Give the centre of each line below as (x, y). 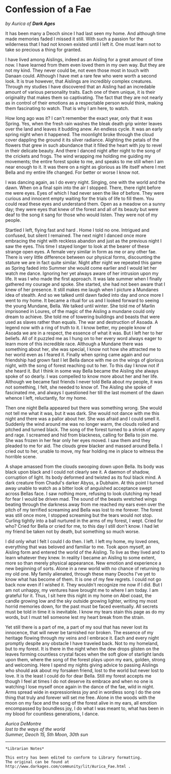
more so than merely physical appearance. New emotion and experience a (83, 563)
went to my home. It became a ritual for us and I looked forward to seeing (82, 300)
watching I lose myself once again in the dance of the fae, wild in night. (80, 686)
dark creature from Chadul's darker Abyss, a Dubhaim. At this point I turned (84, 482)
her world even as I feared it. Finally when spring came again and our (78, 354)
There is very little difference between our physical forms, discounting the (83, 257)
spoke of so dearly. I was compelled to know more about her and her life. (82, 376)
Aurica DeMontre (23, 724)
